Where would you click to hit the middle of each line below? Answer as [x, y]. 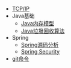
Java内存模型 [37, 23]
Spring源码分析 [40, 45]
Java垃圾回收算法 [43, 31]
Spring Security [40, 51]
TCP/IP [21, 9]
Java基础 [23, 16]
